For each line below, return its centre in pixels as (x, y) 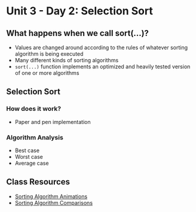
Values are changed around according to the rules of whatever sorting (101, 47)
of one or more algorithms (47, 73)
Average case (32, 163)
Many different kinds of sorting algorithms (67, 60)
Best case (27, 150)
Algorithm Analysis (35, 137)
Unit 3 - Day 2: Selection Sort (80, 11)
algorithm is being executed (49, 54)
